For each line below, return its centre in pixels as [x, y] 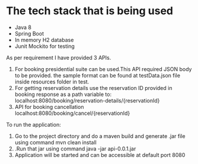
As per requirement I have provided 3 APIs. [59, 57]
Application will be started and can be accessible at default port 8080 [100, 155]
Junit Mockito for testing [45, 46]
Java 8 [23, 27]
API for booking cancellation [49, 107]
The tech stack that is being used [90, 11]
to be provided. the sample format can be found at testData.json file [98, 75]
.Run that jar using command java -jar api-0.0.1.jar [75, 149]
